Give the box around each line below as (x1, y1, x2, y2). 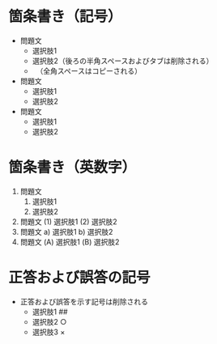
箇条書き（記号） (8, 7, 123, 26)
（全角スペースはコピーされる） (39, 66, 138, 75)
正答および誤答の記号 (8, 269, 151, 287)
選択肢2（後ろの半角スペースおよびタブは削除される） (32, 56, 214, 66)
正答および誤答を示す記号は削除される (19, 296, 148, 306)
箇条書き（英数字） (8, 159, 137, 176)
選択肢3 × (32, 327, 66, 337)
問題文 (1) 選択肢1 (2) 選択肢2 (19, 216, 117, 227)
